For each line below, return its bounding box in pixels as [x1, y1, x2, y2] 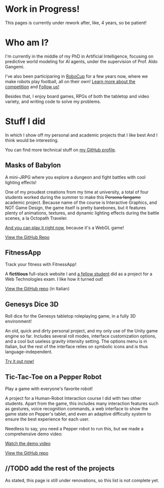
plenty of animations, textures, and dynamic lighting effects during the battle [5, 210, 160, 216]
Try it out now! [5, 358, 34, 364]
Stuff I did [5, 116, 46, 127]
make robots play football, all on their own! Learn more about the [5, 78, 136, 84]
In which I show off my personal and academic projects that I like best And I [5, 132, 158, 138]
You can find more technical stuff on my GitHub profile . [5, 147, 117, 153]
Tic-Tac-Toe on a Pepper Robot [5, 373, 102, 381]
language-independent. [5, 349, 53, 355]
